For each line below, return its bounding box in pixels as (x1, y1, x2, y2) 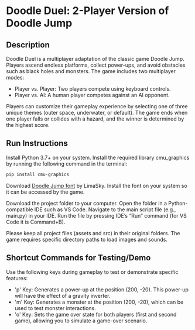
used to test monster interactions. (14, 304, 97, 311)
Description (6, 40, 50, 50)
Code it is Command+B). (6, 218, 66, 225)
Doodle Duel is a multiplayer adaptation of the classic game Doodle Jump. (6, 56, 184, 62)
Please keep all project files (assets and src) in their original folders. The (6, 229, 180, 236)
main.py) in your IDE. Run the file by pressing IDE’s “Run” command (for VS (6, 212, 187, 219)
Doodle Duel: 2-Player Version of (6, 4, 169, 18)
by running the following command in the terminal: (6, 160, 128, 167)
